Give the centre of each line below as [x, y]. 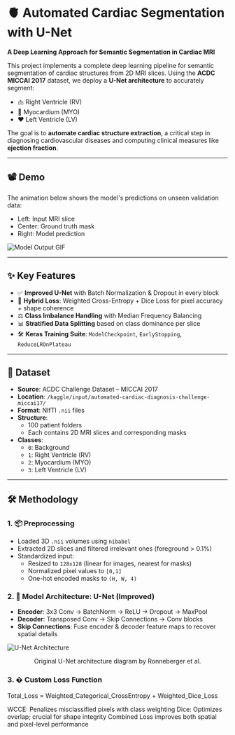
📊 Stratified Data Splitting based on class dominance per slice [109, 323]
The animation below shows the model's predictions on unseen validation [113, 198]
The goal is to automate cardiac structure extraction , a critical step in [109, 132]
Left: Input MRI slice [46, 219]
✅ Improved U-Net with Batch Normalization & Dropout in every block [118, 293]
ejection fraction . [33, 148]
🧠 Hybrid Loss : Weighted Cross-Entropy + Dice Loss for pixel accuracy [120, 301]
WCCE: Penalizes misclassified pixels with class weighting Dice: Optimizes [115, 709]
